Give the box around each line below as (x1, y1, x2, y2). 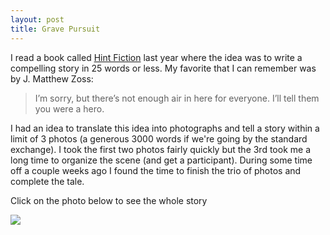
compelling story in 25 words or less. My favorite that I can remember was (10, 62, 317, 74)
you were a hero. (34, 102, 105, 115)
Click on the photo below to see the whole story (10, 194, 208, 206)
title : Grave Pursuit (10, 24, 101, 34)
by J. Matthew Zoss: (10, 72, 94, 85)
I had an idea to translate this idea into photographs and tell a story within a (10, 122, 320, 134)
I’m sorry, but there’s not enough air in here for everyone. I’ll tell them (34, 92, 320, 104)
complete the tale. (10, 175, 85, 187)
